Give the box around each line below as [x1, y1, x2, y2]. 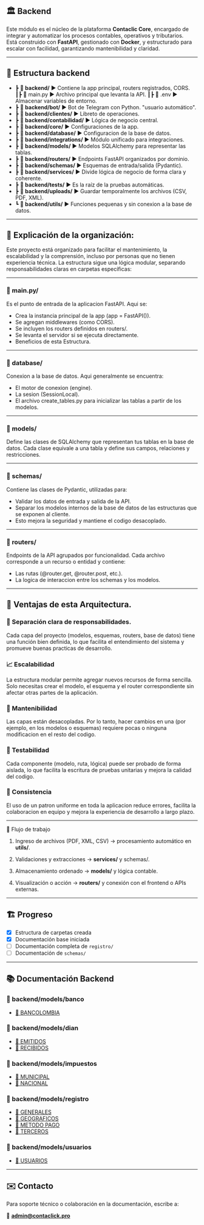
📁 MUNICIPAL [15, 1073, 50, 1080]
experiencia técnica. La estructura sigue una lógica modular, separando [6, 259, 186, 267]
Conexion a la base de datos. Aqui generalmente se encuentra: [6, 372, 164, 380]
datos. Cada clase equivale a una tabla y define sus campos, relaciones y [6, 445, 190, 452]
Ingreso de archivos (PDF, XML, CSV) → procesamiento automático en [15, 837, 192, 844]
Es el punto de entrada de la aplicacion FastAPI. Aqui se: [6, 300, 148, 307]
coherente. [15, 174, 42, 182]
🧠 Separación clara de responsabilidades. [6, 618, 132, 626]
